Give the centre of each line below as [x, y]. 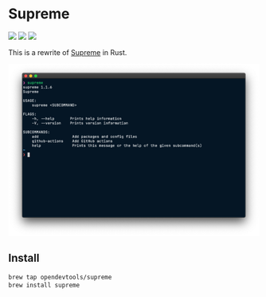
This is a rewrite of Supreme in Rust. [68, 52]
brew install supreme [44, 285]
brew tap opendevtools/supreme [60, 277]
